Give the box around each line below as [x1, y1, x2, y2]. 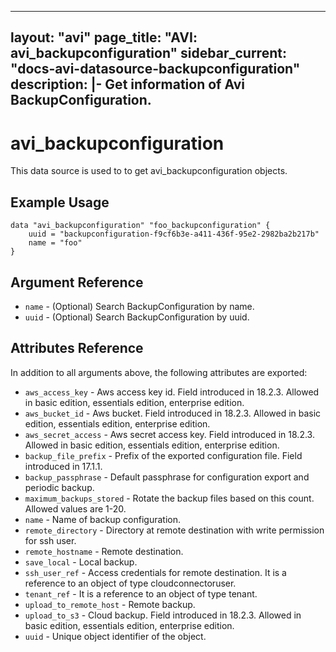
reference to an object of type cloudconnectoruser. [24, 577, 237, 589]
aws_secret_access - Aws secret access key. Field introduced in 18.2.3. [24, 428, 315, 440]
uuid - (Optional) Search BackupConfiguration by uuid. [24, 311, 250, 323]
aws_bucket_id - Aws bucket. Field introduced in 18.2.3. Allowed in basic [24, 407, 322, 419]
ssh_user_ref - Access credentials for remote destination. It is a [24, 566, 287, 578]
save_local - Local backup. [24, 556, 138, 568]
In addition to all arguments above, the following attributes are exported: [10, 366, 308, 378]
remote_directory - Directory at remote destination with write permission [24, 524, 325, 536]
